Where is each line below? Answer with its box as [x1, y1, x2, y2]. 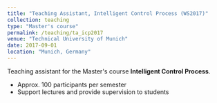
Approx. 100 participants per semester [17, 80, 126, 89]
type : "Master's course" [7, 23, 79, 30]
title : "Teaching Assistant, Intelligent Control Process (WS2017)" [7, 10, 209, 17]
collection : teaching [7, 16, 70, 23]
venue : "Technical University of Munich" [7, 36, 129, 43]
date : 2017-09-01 [7, 42, 57, 49]
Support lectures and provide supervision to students [17, 87, 169, 96]
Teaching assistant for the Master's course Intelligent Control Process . [7, 67, 211, 76]
